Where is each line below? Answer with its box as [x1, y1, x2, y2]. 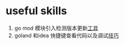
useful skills [5, 4, 67, 18]
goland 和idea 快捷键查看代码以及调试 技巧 [14, 31, 119, 39]
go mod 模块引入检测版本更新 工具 [14, 24, 99, 31]
